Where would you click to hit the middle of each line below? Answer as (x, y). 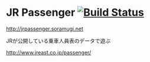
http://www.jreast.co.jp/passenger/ (49, 52)
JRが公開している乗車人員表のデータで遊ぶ (58, 40)
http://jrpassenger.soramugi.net (45, 29)
